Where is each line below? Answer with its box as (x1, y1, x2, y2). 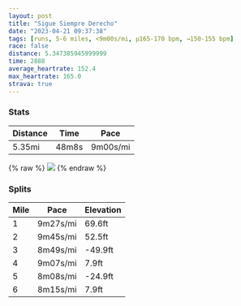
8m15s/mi (37, 284, 77, 295)
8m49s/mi (37, 244, 77, 256)
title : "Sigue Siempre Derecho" (8, 19, 118, 28)
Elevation (84, 205, 122, 216)
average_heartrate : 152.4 (8, 65, 96, 73)
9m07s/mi (37, 257, 77, 269)
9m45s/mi (37, 231, 77, 243)
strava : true (8, 80, 53, 88)
